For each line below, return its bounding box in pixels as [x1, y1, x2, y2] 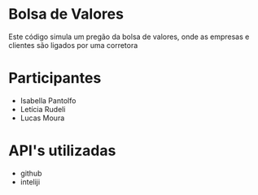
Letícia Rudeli [20, 104, 66, 114]
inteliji [20, 176, 41, 187]
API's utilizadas [8, 141, 116, 160]
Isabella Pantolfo [20, 95, 77, 106]
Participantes [8, 69, 102, 88]
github [20, 168, 42, 178]
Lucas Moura [20, 113, 65, 123]
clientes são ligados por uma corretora [8, 40, 138, 50]
